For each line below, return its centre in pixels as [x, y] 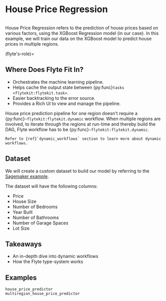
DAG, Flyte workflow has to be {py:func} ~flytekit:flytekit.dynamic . [77, 129]
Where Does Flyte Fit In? [44, 70]
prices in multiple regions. [32, 44]
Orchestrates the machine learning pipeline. [58, 82]
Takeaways [23, 244]
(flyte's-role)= [20, 54]
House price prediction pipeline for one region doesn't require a [71, 113]
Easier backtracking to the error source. [54, 98]
